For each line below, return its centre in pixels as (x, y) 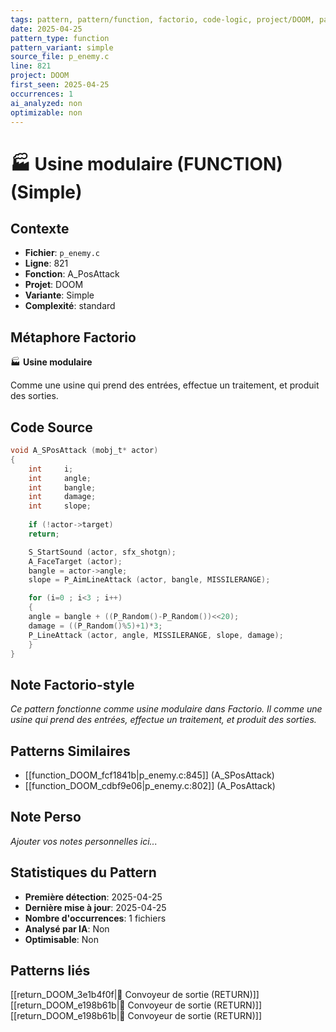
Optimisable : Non (62, 939)
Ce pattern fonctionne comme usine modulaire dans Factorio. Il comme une (166, 709)
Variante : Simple (59, 295)
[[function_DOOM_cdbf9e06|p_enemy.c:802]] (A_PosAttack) (150, 785)
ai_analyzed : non (46, 103)
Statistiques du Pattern (83, 872)
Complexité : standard (70, 306)
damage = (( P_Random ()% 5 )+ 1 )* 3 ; (95, 626)
